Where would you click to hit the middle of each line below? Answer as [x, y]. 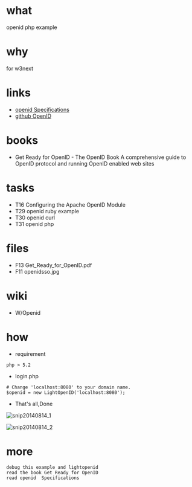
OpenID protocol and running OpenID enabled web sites [85, 163]
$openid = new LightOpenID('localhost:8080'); [66, 392]
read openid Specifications [43, 478]
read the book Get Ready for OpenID [52, 473]
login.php [27, 376]
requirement [30, 353]
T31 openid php [34, 224]
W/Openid [28, 312]
